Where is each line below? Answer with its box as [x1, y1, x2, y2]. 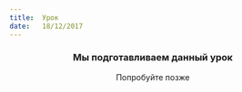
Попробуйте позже [116, 71, 190, 82]
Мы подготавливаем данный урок [72, 51, 234, 64]
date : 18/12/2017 [9, 22, 84, 31]
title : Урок [9, 13, 59, 23]
